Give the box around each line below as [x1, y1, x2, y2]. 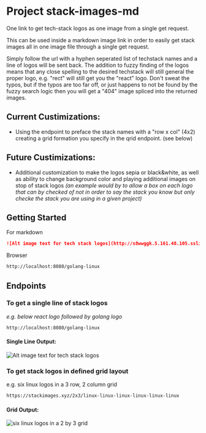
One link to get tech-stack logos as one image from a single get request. [6, 25, 189, 32]
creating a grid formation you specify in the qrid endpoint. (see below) [15, 134, 193, 142]
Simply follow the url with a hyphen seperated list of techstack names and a [6, 55, 198, 62]
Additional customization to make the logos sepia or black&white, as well [15, 169, 199, 176]
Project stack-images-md [6, 4, 139, 18]
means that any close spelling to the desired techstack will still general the [6, 67, 194, 75]
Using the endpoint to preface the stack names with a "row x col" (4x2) [15, 128, 196, 136]
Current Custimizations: [6, 112, 101, 122]
